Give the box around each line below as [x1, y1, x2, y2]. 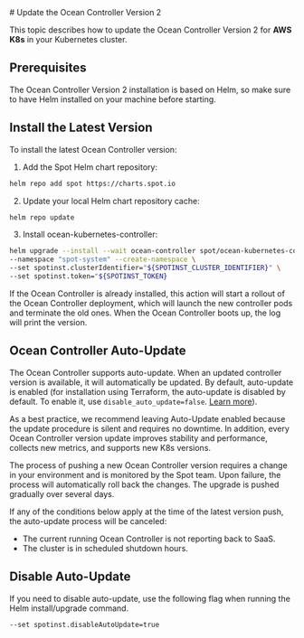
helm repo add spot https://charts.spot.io [9, 179, 176, 188]
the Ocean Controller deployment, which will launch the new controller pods [9, 297, 293, 308]
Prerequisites [9, 61, 87, 76]
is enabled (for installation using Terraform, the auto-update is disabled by [9, 386, 287, 397]
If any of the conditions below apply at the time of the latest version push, [9, 506, 284, 517]
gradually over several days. [9, 488, 115, 499]
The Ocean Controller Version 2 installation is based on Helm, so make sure [9, 84, 291, 95]
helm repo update [9, 212, 75, 222]
